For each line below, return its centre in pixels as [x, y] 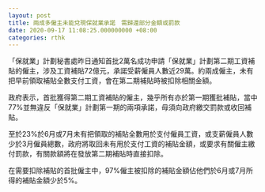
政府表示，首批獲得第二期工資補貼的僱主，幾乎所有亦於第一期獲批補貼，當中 [133, 98]
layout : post [30, 15]
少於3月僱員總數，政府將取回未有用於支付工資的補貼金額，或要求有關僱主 [128, 144]
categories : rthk [37, 38]
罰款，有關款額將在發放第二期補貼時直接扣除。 [91, 154]
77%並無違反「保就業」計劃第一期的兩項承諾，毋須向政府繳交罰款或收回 [127, 107]
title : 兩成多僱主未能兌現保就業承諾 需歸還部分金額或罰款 [94, 23]
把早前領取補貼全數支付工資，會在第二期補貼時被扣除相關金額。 [112, 81]
